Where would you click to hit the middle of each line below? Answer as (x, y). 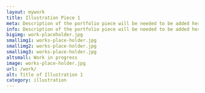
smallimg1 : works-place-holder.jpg (52, 40)
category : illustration (37, 80)
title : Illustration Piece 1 (43, 18)
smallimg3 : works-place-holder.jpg (52, 52)
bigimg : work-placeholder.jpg (45, 35)
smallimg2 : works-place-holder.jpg (52, 46)
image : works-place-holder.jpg (46, 63)
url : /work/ (21, 69)
